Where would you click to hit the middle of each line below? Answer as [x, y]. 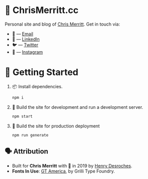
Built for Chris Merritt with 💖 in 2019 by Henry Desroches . [72, 166]
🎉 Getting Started [42, 72]
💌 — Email [23, 34]
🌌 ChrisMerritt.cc [42, 10]
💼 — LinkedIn [26, 39]
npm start [22, 116]
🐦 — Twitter [25, 45]
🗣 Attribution [26, 151]
